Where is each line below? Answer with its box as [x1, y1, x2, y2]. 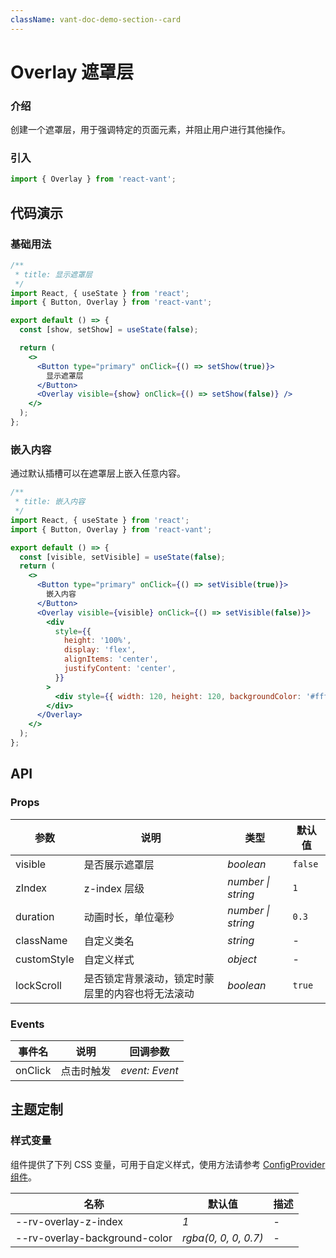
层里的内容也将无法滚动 [83, 986, 195, 1000]
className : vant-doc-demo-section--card [10, 14, 182, 25]
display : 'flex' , [63, 645, 137, 655]
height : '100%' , [63, 636, 132, 646]
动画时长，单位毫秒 [83, 910, 175, 924]
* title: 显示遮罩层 [14, 269, 93, 280]
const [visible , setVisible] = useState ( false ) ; [19, 552, 226, 562]
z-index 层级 [83, 881, 145, 895]
